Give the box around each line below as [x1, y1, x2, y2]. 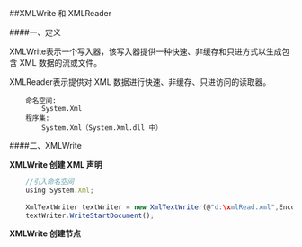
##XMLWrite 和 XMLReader [9, 8, 112, 18]
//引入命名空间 [25, 178, 75, 187]
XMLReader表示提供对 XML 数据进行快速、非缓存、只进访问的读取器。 [9, 77, 271, 87]
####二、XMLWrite [9, 141, 83, 151]
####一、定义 [9, 27, 61, 38]
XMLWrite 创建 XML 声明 [9, 160, 102, 169]
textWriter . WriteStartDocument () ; [25, 211, 155, 220]
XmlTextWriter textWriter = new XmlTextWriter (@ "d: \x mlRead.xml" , [25, 202, 280, 212]
